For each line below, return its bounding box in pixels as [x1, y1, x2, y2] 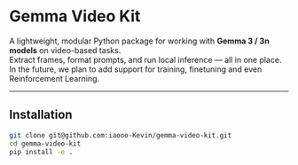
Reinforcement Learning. [9, 73, 100, 83]
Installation [9, 107, 73, 122]
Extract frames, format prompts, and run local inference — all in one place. [9, 54, 282, 65]
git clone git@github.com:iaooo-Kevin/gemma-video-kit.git [9, 130, 232, 139]
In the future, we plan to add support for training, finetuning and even [9, 64, 263, 75]
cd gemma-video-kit [9, 139, 82, 148]
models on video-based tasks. [9, 44, 122, 55]
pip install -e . [9, 147, 74, 156]
